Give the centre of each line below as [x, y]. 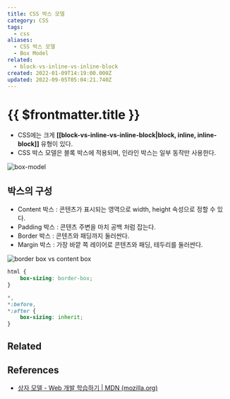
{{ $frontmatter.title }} [74, 115]
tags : [15, 27]
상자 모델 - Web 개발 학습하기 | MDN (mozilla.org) [87, 388]
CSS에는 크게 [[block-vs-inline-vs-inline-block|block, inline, [107, 135]
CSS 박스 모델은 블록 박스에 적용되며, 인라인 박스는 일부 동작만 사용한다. [117, 153]
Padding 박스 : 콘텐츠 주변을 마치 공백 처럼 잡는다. [87, 227]
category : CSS [28, 21]
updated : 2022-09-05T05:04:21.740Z [60, 80]
